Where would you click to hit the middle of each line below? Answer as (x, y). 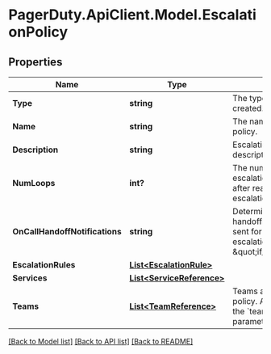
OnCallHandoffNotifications (67, 232)
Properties (35, 62)
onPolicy (38, 32)
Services (30, 278)
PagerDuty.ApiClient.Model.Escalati (132, 15)
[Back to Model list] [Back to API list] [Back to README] (101, 341)
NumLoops (34, 183)
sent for (247, 232)
